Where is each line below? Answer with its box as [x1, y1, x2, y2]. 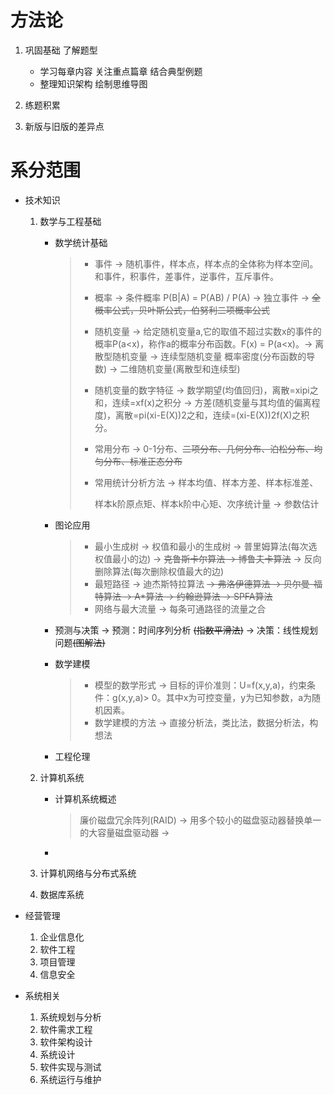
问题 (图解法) [54, 636, 106, 648]
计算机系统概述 [54, 792, 117, 805]
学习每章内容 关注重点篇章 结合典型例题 [39, 65, 203, 77]
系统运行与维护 [39, 1073, 102, 1085]
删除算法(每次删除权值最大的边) [94, 565, 225, 577]
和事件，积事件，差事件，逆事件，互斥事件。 [94, 270, 279, 282]
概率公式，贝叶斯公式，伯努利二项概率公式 [94, 304, 270, 316]
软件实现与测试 [39, 1061, 102, 1073]
